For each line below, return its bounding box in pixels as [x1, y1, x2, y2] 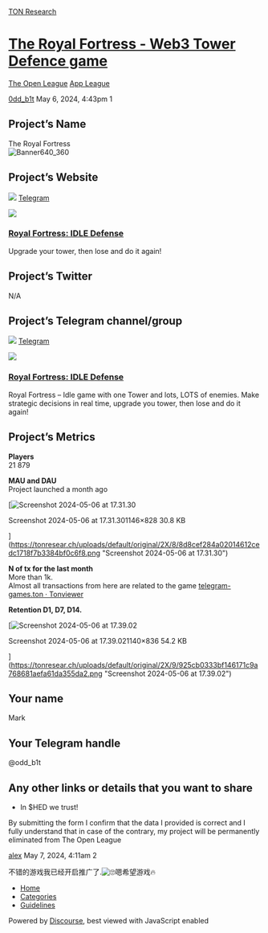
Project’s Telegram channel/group [8, 314, 183, 328]
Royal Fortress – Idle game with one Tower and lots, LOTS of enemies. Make [8, 390, 259, 399]
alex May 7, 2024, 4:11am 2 [8, 851, 98, 861]
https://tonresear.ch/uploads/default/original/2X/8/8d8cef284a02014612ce [10, 539, 260, 549]
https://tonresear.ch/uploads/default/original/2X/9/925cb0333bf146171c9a [10, 660, 258, 669]
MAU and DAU [8, 476, 57, 485]
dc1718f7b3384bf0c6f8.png [8, 548, 101, 558]
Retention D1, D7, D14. [8, 604, 83, 614]
